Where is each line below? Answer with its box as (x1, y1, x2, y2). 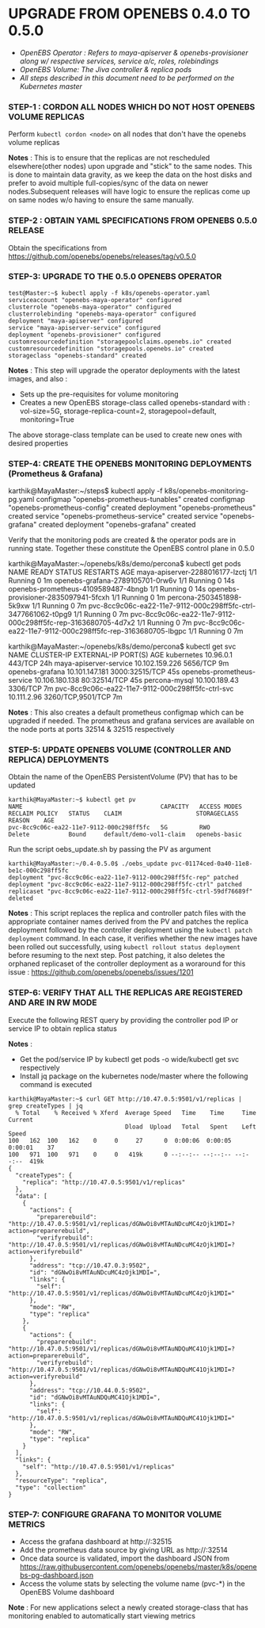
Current (8, 1116, 34, 1124)
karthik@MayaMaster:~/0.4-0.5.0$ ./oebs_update (8, 860, 168, 868)
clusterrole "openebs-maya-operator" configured (8, 303, 172, 311)
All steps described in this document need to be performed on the (19, 73, 235, 82)
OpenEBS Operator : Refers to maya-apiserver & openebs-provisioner (19, 48, 248, 57)
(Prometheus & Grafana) (8, 468, 104, 479)
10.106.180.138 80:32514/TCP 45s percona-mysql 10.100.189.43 (34, 676, 239, 685)
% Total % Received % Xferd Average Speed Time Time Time (15, 1109, 257, 1117)
